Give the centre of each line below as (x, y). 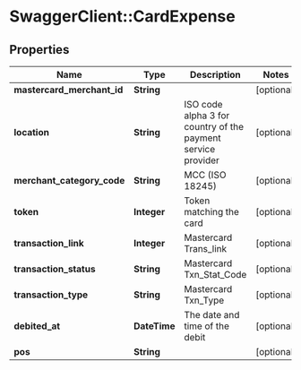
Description (215, 75)
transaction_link (49, 243)
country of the (214, 127)
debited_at (37, 326)
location (31, 132)
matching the (211, 212)
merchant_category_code (69, 181)
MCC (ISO (205, 175)
